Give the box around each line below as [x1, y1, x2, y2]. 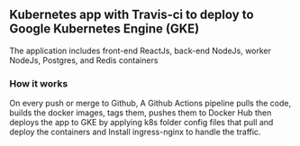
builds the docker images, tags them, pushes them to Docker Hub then [9, 107, 272, 118]
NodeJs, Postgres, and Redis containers [9, 54, 159, 66]
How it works [9, 77, 68, 89]
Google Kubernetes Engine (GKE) [9, 22, 200, 37]
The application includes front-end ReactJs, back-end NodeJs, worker [9, 45, 272, 56]
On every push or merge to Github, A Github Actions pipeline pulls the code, [9, 98, 291, 109]
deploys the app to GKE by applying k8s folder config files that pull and [9, 117, 274, 128]
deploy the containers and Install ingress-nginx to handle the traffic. [9, 126, 261, 138]
